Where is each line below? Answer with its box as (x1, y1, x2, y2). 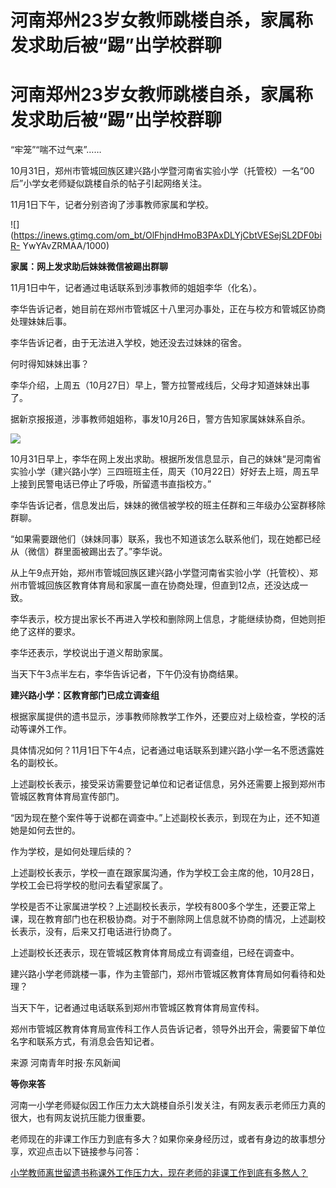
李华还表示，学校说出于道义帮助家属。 (10, 647, 168, 659)
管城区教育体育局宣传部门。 (10, 791, 125, 803)
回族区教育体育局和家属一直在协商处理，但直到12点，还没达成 (44, 579, 300, 591)
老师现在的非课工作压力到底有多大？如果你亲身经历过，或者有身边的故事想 (10, 1133, 317, 1145)
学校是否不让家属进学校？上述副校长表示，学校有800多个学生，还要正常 (10, 901, 308, 913)
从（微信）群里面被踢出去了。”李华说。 (10, 546, 168, 558)
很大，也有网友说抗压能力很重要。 (10, 1112, 151, 1124)
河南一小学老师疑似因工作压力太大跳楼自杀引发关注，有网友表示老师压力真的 (10, 1099, 326, 1111)
